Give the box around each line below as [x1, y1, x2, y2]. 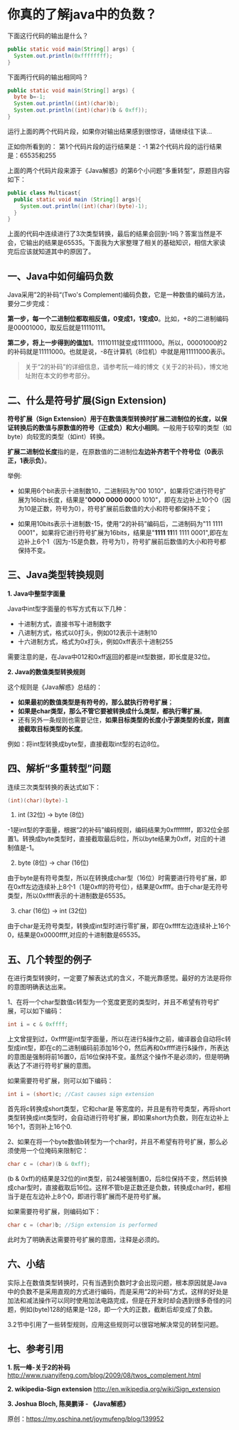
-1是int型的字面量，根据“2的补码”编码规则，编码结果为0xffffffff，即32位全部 [7, 826, 230, 834]
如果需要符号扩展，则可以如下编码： [7, 1076, 114, 1085]
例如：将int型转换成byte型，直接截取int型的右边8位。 [7, 740, 164, 748]
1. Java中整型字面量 [7, 589, 66, 598]
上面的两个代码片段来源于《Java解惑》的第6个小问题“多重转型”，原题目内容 [7, 166, 230, 174]
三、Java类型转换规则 [7, 569, 105, 581]
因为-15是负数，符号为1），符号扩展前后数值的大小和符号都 [55, 537, 226, 545]
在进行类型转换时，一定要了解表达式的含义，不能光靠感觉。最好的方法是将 [7, 974, 225, 982]
